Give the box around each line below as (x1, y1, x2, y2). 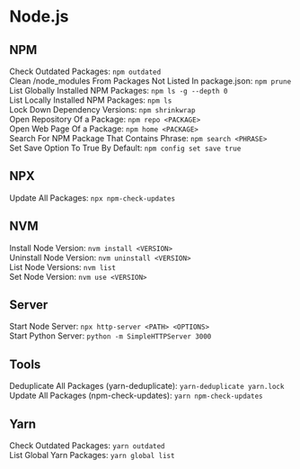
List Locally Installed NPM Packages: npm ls (9, 95, 172, 105)
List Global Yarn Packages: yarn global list (9, 450, 175, 461)
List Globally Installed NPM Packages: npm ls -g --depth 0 (9, 86, 228, 95)
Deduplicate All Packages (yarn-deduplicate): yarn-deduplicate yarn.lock (9, 381, 285, 392)
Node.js (9, 6, 69, 27)
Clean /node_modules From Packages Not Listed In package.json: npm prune (9, 76, 292, 86)
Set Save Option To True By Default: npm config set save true (9, 142, 242, 153)
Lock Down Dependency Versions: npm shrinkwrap (9, 104, 196, 114)
